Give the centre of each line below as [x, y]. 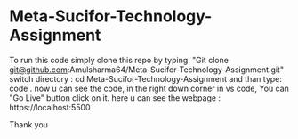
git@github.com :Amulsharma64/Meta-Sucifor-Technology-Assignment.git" [147, 69]
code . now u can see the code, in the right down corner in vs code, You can [149, 88]
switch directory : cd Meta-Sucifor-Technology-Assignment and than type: [146, 78]
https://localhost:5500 [50, 107]
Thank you [29, 124]
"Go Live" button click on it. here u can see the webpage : [115, 98]
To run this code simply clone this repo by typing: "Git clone [119, 60]
